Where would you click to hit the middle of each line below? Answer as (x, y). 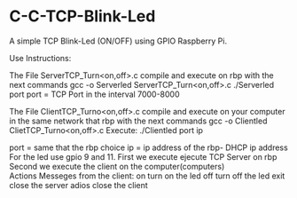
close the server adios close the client (78, 185)
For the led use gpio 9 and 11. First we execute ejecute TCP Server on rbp (143, 156)
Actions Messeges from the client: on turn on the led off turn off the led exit (147, 176)
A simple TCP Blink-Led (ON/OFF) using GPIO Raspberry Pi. (118, 41)
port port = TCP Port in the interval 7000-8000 (94, 94)
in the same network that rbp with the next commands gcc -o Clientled (138, 121)
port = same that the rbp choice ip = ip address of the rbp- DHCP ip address (148, 147)
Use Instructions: (40, 58)
